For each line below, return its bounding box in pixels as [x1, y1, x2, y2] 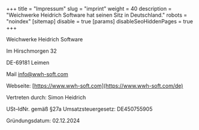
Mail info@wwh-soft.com [6, 71, 68, 77]
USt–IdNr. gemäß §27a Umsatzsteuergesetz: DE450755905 [6, 105, 153, 113]
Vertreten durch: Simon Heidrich [6, 94, 86, 101]
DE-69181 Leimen [6, 59, 50, 66]
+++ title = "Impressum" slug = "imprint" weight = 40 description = [6, 5, 172, 12]
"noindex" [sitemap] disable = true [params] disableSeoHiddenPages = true [6, 18, 194, 25]
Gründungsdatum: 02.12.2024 [6, 117, 80, 124]
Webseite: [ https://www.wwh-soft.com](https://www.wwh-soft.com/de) [6, 82, 183, 89]
